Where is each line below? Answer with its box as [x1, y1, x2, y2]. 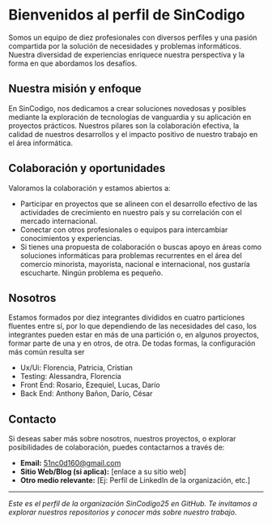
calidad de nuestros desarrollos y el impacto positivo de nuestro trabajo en [8, 129, 258, 139]
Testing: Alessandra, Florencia [19, 372, 121, 381]
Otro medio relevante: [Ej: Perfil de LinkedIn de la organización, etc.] [19, 476, 251, 485]
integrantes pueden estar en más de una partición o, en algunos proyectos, [8, 330, 259, 340]
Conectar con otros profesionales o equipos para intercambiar [19, 225, 228, 235]
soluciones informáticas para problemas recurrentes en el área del [19, 250, 243, 260]
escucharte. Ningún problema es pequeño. [19, 268, 164, 278]
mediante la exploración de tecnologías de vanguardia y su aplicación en [8, 112, 252, 122]
